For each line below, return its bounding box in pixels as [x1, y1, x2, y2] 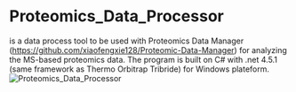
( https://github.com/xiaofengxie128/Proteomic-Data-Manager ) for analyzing [9, 44, 287, 55]
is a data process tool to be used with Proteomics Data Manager [9, 35, 244, 46]
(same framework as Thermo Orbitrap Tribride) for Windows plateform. [9, 64, 269, 74]
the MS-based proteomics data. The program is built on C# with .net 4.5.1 [9, 54, 278, 65]
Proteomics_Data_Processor [9, 6, 224, 27]
